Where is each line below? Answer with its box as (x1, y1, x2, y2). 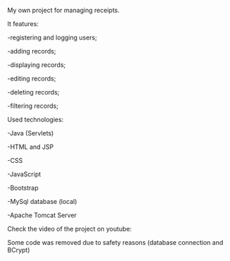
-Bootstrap (7, 183, 39, 192)
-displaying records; (7, 61, 66, 69)
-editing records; (7, 74, 56, 83)
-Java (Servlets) (7, 129, 54, 137)
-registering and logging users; (7, 33, 97, 42)
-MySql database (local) (7, 198, 77, 205)
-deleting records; (7, 88, 60, 96)
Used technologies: (7, 116, 64, 123)
